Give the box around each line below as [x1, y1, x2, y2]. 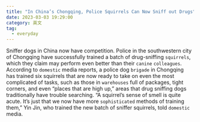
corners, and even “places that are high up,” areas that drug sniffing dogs [6, 85, 187, 92]
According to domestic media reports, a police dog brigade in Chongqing [6, 66, 184, 73]
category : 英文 [6, 20, 42, 26]
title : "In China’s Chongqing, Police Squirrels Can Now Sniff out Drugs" [6, 8, 196, 15]
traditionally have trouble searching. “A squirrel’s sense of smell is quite [6, 92, 181, 99]
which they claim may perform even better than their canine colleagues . [6, 60, 182, 67]
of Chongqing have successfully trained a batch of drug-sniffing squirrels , [6, 54, 191, 61]
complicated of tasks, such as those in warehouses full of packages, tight [6, 79, 183, 86]
